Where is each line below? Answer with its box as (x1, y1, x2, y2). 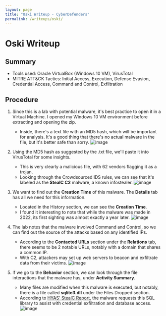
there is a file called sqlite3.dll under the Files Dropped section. (19, 290, 150, 296)
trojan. (19, 169, 33, 175)
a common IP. (19, 250, 48, 256)
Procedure (5, 95, 39, 104)
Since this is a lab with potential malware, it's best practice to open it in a (12, 108, 161, 114)
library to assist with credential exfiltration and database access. (19, 300, 152, 306)
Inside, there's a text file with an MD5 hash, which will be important (19, 129, 157, 135)
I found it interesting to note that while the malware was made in (19, 209, 151, 215)
